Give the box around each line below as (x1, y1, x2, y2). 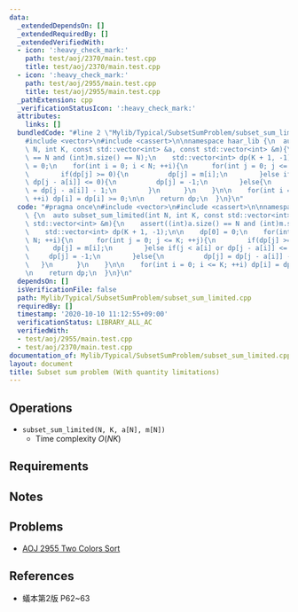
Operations (9, 400, 73, 415)
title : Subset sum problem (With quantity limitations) (9, 367, 220, 377)
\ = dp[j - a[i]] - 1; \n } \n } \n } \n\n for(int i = (25, 186, 292, 195)
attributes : (17, 112, 62, 121)
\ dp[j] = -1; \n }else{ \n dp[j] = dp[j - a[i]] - (25, 252, 292, 262)
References (9, 569, 74, 584)
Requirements (9, 459, 89, 475)
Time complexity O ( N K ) (35, 434, 122, 444)
